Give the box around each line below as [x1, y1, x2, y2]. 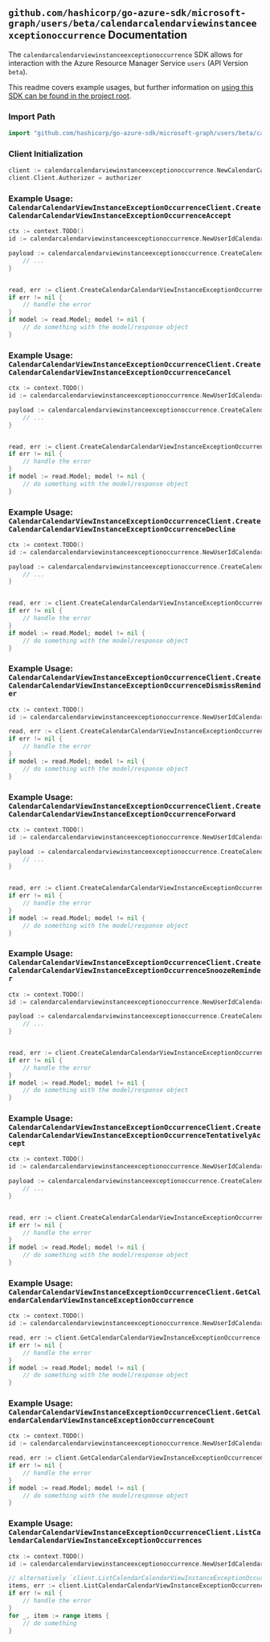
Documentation [108, 28, 187, 42]
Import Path [8, 111, 55, 122]
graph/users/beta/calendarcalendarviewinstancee [8, 18, 257, 30]
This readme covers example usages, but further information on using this [8, 82, 254, 92]
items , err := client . [8, 1582, 84, 1590]
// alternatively [8, 1574, 67, 1582]
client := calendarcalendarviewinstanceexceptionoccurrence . [8, 166, 218, 174]
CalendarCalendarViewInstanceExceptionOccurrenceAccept [8, 211, 231, 220]
